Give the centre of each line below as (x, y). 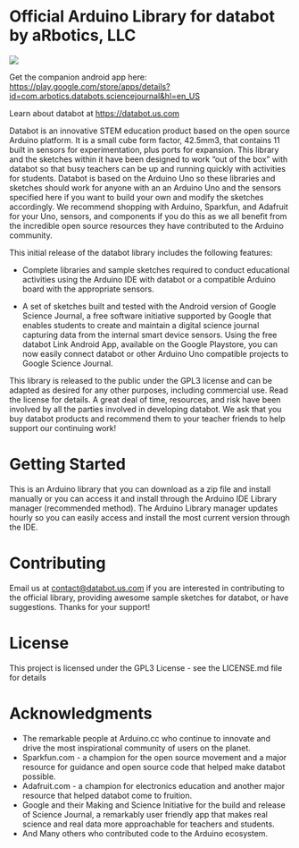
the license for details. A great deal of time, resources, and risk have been (145, 399)
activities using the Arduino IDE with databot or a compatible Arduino (149, 279)
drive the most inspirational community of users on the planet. (137, 748)
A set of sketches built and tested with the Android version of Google (149, 306)
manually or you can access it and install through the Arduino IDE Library (143, 498)
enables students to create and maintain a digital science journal (141, 325)
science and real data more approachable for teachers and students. (148, 824)
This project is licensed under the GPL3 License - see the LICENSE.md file (146, 667)
